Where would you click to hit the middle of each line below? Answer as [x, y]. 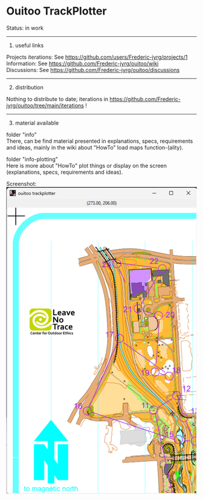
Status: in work [25, 28]
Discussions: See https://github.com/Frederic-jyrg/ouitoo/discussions [93, 70]
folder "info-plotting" [32, 159]
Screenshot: [21, 183]
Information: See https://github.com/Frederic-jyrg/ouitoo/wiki [82, 63]
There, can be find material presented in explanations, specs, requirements [100, 141]
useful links [29, 45]
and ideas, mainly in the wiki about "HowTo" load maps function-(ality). [95, 147]
